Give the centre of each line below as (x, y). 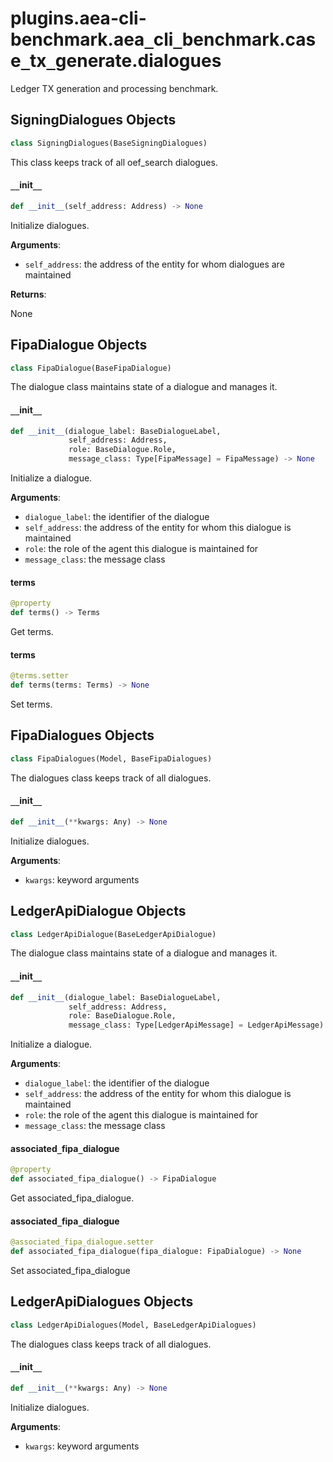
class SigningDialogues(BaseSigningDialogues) (109, 143)
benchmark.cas (249, 39)
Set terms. (31, 704)
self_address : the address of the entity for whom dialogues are (154, 264)
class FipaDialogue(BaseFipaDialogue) (91, 368)
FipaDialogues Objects (82, 735)
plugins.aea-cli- (78, 18)
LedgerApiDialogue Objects (98, 911)
